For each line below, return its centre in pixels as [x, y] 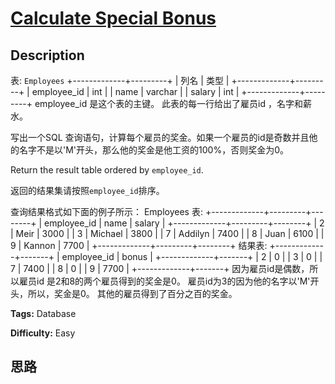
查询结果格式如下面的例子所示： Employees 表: [106, 211]
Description [47, 55]
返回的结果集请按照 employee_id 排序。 [87, 190]
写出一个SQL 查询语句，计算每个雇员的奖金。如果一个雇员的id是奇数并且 [160, 137]
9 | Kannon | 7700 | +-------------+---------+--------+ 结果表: [139, 245]
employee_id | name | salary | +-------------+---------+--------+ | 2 [184, 223]
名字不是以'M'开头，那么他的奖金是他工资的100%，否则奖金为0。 [153, 150]
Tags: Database [43, 313]
